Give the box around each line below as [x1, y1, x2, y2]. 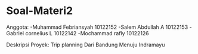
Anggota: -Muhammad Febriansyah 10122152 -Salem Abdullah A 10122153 [6, 23, 188, 31]
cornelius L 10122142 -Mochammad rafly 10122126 [25, 29, 149, 36]
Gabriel [6, 29, 24, 36]
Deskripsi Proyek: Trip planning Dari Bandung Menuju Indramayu [6, 41, 165, 48]
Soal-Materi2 [6, 4, 73, 18]
